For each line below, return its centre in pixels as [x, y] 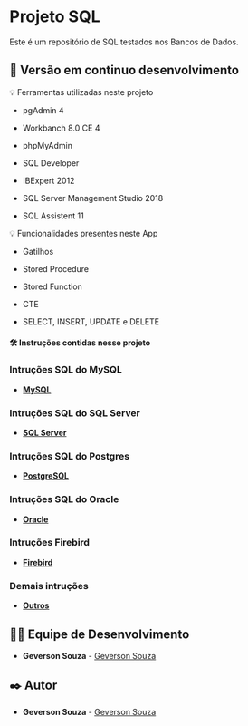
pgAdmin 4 [43, 110]
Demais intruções [49, 586]
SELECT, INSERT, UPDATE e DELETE [91, 321]
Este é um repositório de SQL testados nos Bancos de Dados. [124, 42]
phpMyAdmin [48, 145]
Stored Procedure [55, 268]
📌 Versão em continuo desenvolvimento [124, 70]
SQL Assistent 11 [53, 216]
